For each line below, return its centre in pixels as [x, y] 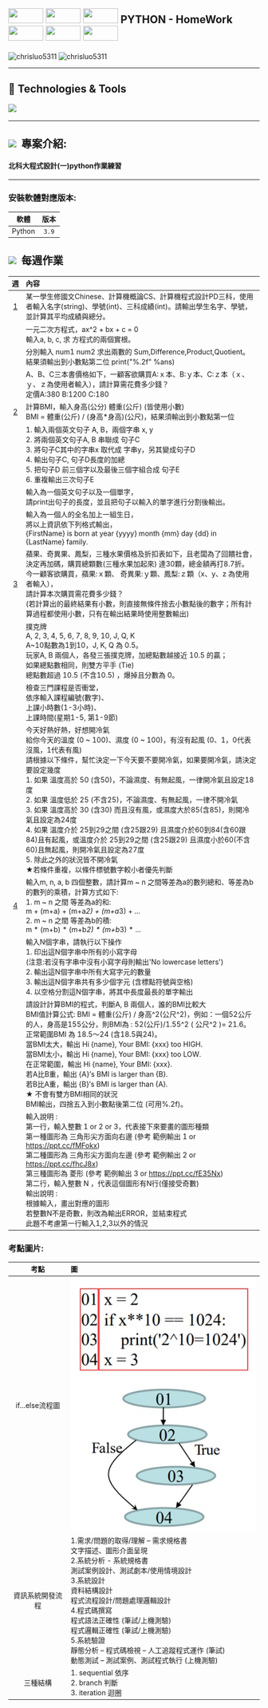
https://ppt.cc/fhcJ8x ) [62, 1164]
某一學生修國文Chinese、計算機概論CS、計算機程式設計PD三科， [133, 297]
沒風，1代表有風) [54, 750]
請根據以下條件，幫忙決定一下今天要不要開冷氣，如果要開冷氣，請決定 [141, 760]
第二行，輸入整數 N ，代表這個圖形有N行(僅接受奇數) [112, 1184]
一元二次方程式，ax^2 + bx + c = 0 [82, 329]
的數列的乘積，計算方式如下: [72, 892]
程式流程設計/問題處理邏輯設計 [121, 1600]
